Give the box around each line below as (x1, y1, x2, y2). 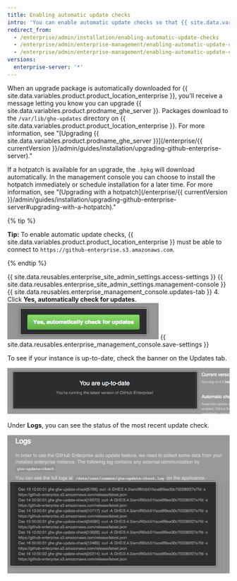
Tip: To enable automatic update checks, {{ (7, 230, 134, 238)
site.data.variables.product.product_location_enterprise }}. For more (7, 121, 205, 130)
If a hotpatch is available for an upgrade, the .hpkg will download (7, 165, 195, 173)
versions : (7, 57, 37, 64)
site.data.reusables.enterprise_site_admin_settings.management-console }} (7, 280, 226, 288)
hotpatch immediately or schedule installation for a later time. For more (7, 180, 213, 189)
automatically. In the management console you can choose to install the (7, 172, 216, 181)
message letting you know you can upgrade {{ (7, 99, 142, 107)
